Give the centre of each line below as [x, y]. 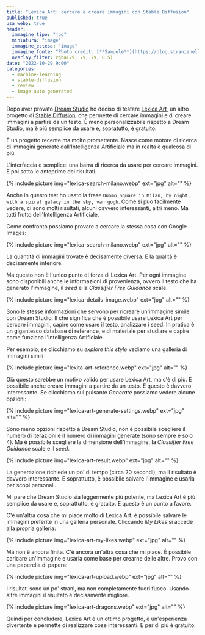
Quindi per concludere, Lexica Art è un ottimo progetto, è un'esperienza [97, 619]
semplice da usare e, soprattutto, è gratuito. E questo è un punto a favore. [99, 503]
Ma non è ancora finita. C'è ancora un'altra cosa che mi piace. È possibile [99, 552]
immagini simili [25, 355]
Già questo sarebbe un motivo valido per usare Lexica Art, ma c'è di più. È [99, 379]
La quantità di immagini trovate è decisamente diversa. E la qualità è [92, 256]
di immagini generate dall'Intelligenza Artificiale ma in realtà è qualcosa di [99, 147]
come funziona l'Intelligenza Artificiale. [55, 337]
